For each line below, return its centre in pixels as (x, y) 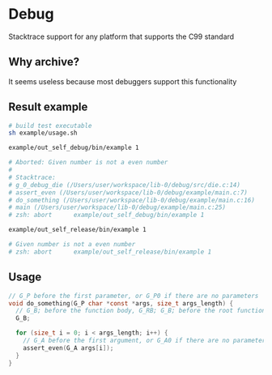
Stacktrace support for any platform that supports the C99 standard (121, 36)
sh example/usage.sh (43, 133)
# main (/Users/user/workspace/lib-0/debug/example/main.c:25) (117, 207)
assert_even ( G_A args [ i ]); (68, 348)
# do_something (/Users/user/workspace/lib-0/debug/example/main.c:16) (132, 200)
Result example (48, 107)
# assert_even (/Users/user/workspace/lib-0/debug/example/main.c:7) (128, 192)
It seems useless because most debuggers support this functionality (123, 81)
